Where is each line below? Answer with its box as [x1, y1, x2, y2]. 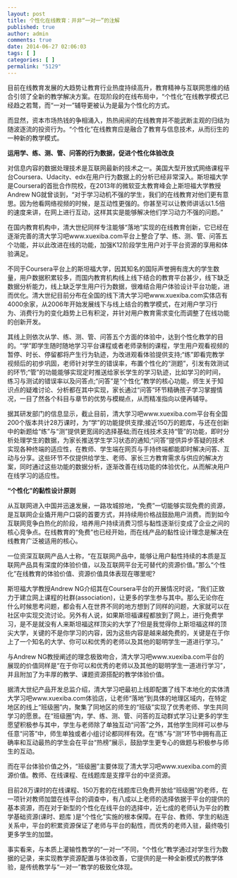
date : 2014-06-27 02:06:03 [7, 43, 87, 50]
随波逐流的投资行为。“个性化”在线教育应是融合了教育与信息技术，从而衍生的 [7, 124, 229, 133]
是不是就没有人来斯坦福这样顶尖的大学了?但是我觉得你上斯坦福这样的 [19, 619, 221, 628]
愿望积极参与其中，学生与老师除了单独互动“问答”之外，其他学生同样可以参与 [7, 720, 229, 729]
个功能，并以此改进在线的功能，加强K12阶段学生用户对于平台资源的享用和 [7, 240, 222, 249]
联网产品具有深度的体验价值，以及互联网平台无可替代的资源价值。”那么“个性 [7, 560, 226, 569]
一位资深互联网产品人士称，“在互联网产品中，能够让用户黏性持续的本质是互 [7, 551, 227, 560]
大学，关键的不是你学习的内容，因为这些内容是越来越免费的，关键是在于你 [13, 628, 230, 637]
